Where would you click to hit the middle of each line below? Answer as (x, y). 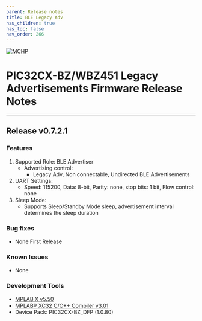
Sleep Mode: (31, 200)
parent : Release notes (35, 12)
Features (20, 148)
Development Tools (35, 286)
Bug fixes (20, 228)
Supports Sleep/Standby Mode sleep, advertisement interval (99, 206)
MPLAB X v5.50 (34, 299)
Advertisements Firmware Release (94, 89)
